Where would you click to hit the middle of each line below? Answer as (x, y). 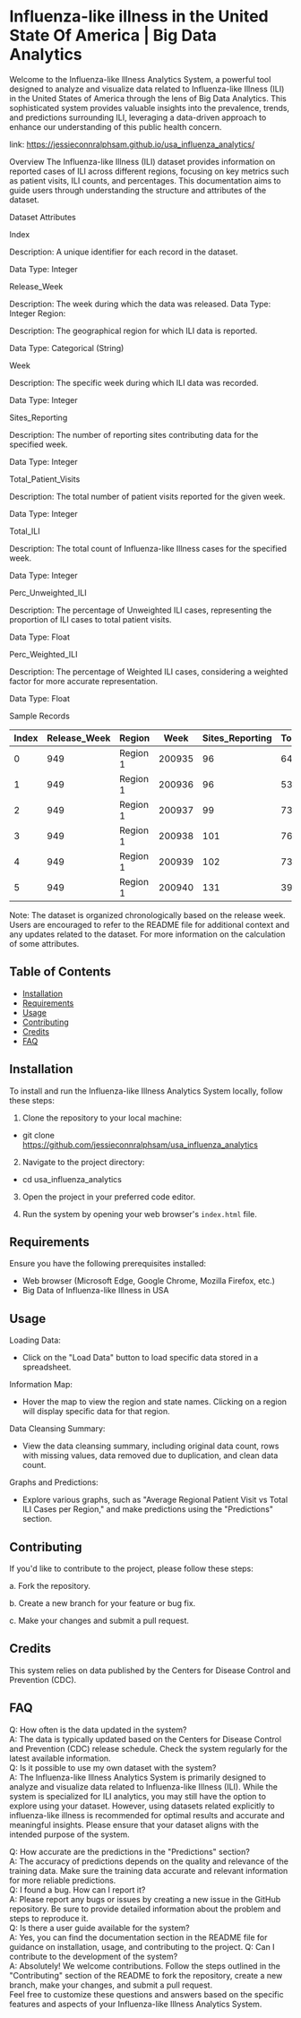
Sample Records (39, 716)
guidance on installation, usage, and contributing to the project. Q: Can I (142, 1946)
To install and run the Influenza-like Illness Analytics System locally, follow (146, 1091)
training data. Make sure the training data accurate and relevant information (149, 1870)
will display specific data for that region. (96, 1412)
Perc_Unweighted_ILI (48, 592)
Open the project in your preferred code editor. (108, 1197)
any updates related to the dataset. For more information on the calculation (147, 934)
